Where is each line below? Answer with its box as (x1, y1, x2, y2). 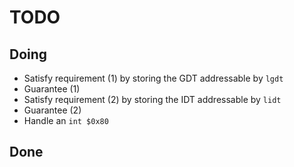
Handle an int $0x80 (23, 115, 109, 126)
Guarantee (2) (23, 104, 82, 116)
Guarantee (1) (23, 83, 81, 95)
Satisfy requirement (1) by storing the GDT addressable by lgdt (23, 72, 284, 84)
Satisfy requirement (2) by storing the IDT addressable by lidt (23, 94, 282, 105)
